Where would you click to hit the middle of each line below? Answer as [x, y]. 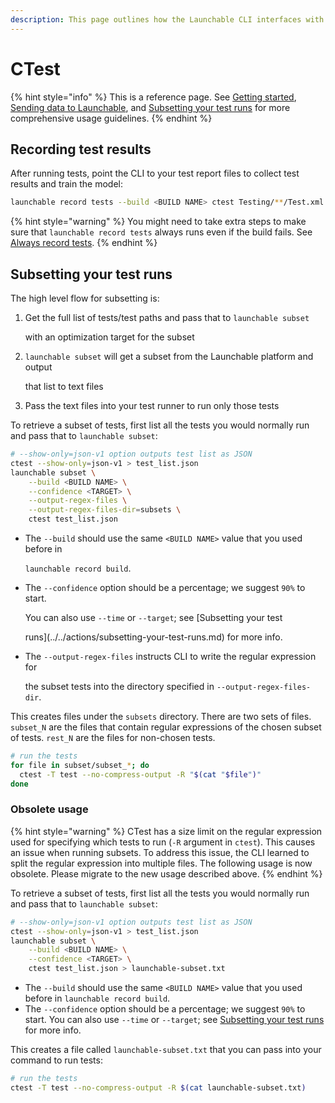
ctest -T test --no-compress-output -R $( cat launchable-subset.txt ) [158, 1087]
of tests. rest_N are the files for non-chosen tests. [113, 738]
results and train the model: [66, 184]
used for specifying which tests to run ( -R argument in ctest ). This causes [163, 842]
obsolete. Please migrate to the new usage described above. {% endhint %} [166, 873]
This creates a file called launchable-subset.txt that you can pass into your [166, 1050]
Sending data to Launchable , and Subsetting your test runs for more [150, 107]
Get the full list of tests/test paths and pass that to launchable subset [167, 318]
